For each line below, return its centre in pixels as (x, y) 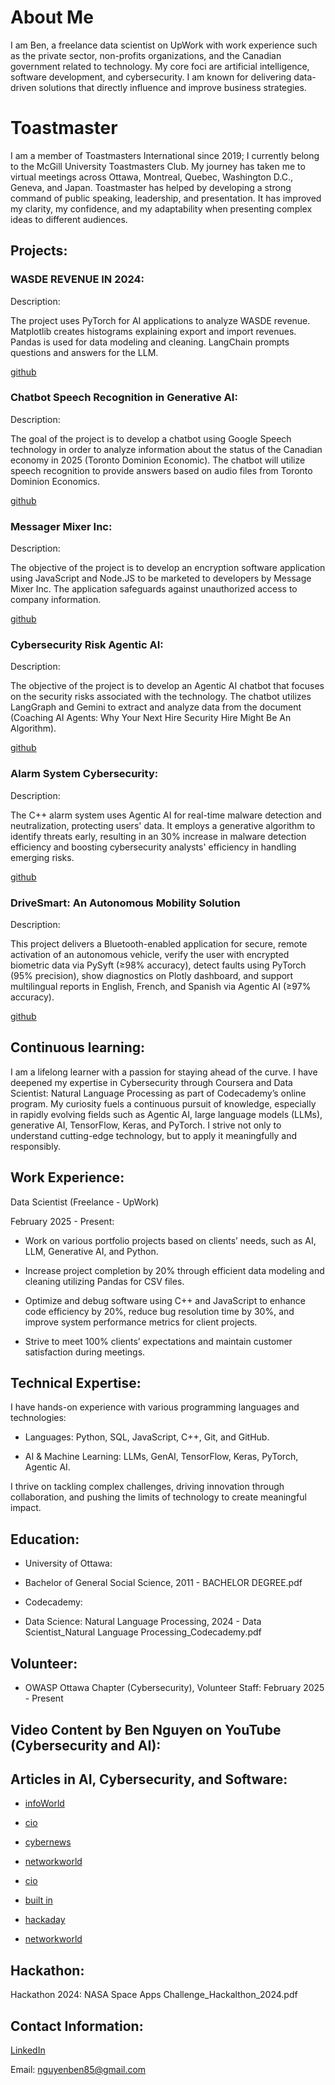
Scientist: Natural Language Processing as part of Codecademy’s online (158, 1093)
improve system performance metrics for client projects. (141, 1322)
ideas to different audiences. (69, 219)
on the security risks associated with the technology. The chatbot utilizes (161, 697)
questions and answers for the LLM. (84, 352)
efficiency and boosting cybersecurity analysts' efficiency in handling (153, 847)
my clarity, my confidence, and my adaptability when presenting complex (161, 208)
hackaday (45, 1920)
